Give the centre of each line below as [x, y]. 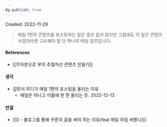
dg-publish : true [23, 10]
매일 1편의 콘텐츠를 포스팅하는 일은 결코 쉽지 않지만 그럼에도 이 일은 [83, 34]
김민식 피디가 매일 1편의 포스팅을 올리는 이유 [55, 89]
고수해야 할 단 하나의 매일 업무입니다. [75, 41]
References [18, 53]
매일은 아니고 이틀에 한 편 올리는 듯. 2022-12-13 [67, 95]
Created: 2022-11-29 [27, 24]
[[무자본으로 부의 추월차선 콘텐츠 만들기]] [52, 64]
